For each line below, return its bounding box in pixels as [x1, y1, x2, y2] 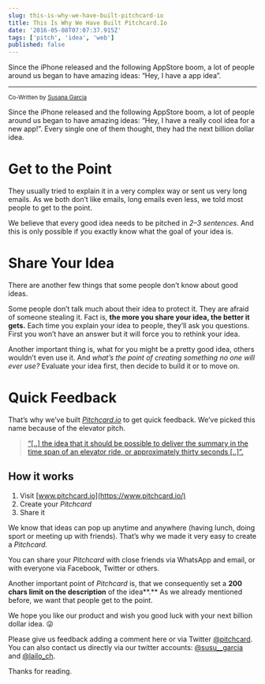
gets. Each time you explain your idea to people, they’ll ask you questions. [8, 321, 250, 330]
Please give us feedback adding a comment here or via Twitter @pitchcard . [8, 634, 253, 644]
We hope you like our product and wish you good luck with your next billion [8, 611, 253, 620]
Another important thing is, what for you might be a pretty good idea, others [8, 345, 255, 353]
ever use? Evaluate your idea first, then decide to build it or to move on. [8, 361, 240, 371]
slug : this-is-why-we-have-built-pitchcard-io [8, 11, 164, 20]
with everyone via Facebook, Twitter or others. [8, 563, 160, 573]
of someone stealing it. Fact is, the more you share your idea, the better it [8, 312, 250, 322]
